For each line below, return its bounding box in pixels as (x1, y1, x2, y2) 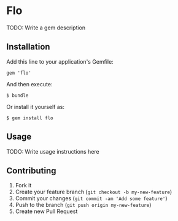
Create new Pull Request (15, 208, 78, 215)
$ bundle (6, 92, 29, 99)
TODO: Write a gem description (6, 24, 86, 31)
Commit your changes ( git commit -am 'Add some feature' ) (15, 195, 168, 202)
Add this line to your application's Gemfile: (6, 58, 114, 65)
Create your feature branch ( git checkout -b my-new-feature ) (15, 188, 172, 196)
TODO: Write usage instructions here (6, 148, 99, 155)
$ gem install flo (6, 114, 53, 121)
